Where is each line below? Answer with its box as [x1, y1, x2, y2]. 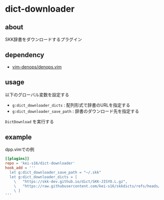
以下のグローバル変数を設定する [5, 91, 69, 97]
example [5, 133, 32, 141]
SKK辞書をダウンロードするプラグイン [5, 37, 82, 42]
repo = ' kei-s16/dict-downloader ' [5, 161, 76, 166]
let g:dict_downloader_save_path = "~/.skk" [9, 170, 102, 175]
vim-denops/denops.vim [12, 64, 62, 69]
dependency [5, 51, 45, 59]
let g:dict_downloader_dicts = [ [9, 175, 78, 179]
